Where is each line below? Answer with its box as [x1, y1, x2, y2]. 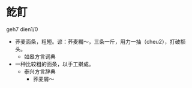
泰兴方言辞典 [23, 68, 56, 75]
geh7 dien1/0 [6, 25, 38, 33]
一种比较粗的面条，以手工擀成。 [14, 60, 94, 68]
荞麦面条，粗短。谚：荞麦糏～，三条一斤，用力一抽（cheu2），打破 [14, 38, 181, 45]
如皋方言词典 [23, 53, 56, 60]
